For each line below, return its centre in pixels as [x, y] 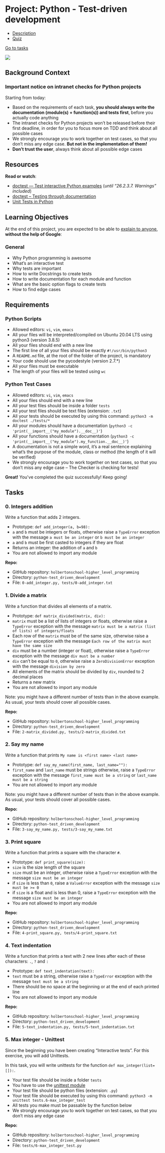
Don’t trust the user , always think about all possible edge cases [77, 149]
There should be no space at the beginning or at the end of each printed [85, 987]
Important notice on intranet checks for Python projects [73, 87]
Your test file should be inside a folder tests [57, 1080]
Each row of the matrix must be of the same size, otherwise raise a [80, 636]
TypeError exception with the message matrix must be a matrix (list [84, 626]
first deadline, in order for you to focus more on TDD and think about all [85, 128]
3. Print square [23, 842]
